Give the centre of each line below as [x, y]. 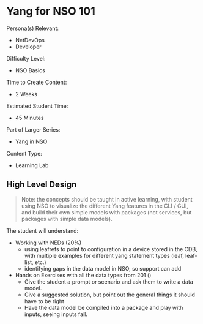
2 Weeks [26, 94]
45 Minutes [29, 118]
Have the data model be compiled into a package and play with [104, 307]
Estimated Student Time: [37, 106]
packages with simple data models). [67, 219]
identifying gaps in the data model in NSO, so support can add [103, 268]
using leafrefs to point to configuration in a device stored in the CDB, [111, 249]
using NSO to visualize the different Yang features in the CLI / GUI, [105, 206]
